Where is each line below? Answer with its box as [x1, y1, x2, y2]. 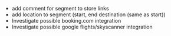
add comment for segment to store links [11, 5, 109, 12]
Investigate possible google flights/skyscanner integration [11, 23, 153, 30]
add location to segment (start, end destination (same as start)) [11, 11, 166, 18]
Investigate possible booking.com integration [11, 17, 121, 24]
